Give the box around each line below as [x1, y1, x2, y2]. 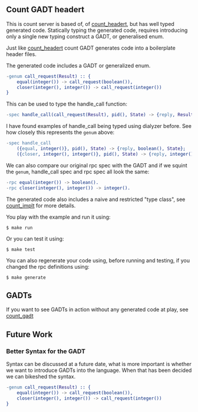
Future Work [6, 329, 53, 340]
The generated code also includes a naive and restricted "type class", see [6, 196, 186, 203]
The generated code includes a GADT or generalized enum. [6, 62, 151, 69]
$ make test [6, 246, 35, 252]
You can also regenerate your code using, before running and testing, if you [6, 256, 190, 264]
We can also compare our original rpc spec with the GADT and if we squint [6, 161, 187, 169]
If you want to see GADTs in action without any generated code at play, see [6, 306, 189, 313]
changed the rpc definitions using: [6, 263, 90, 270]
